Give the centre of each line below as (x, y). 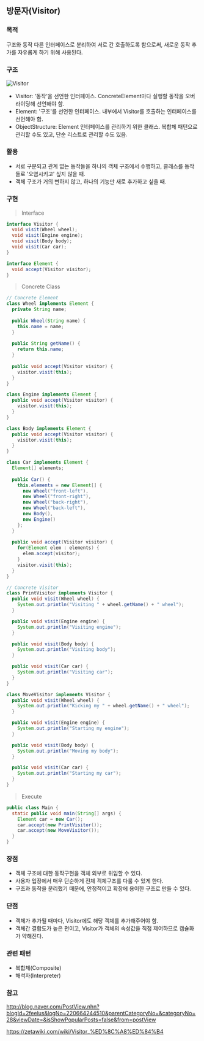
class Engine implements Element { (52, 394)
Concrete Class (41, 286)
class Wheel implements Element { (50, 304)
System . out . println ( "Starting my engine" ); (74, 729)
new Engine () (39, 519)
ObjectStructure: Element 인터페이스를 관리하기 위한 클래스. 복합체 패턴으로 (106, 126)
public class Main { (33, 808)
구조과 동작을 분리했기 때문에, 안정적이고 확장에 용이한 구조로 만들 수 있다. (103, 889)
